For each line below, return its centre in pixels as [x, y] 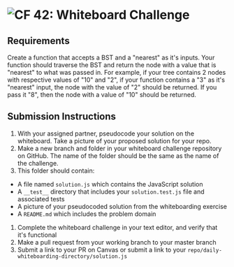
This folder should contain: [56, 171]
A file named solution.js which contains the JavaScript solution [110, 184]
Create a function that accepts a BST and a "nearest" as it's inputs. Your [111, 57]
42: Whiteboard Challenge [111, 15]
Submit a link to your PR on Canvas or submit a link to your [102, 250]
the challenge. [38, 163]
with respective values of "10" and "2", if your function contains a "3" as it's [116, 80]
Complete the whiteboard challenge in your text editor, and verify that [117, 227]
